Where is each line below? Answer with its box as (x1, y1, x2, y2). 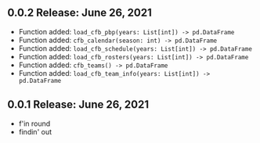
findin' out (18, 127, 52, 136)
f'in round (18, 119, 51, 128)
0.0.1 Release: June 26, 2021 (7, 98, 150, 112)
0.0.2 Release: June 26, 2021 (7, 6, 152, 20)
